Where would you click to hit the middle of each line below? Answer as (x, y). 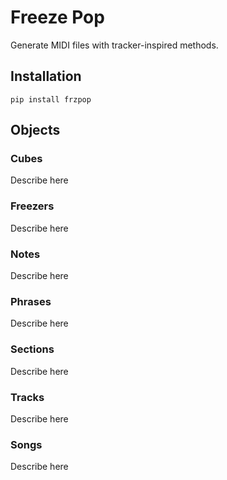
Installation (46, 76)
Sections (32, 349)
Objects (35, 130)
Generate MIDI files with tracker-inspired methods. (114, 45)
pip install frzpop (51, 99)
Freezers (32, 206)
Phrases (31, 301)
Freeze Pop (57, 17)
